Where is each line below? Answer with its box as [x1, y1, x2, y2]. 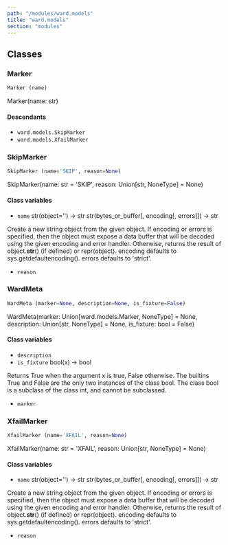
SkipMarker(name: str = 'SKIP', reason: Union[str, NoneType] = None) [7, 180, 204, 189]
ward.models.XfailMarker [16, 137, 89, 144]
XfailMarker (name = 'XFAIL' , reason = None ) [7, 432, 128, 439]
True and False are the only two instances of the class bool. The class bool [7, 379, 219, 387]
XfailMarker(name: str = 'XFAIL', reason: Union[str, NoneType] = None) [7, 445, 206, 453]
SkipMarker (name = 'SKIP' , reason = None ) [7, 168, 122, 175]
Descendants [7, 113, 47, 121]
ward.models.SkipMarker [16, 129, 86, 136]
